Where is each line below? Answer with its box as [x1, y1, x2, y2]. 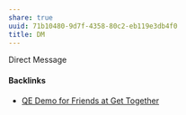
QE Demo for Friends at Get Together [21, 95, 159, 106]
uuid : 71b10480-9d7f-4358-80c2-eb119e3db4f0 [8, 22, 178, 31]
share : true [8, 13, 53, 22]
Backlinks [8, 75, 47, 85]
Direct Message [8, 55, 67, 66]
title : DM [8, 30, 46, 39]
